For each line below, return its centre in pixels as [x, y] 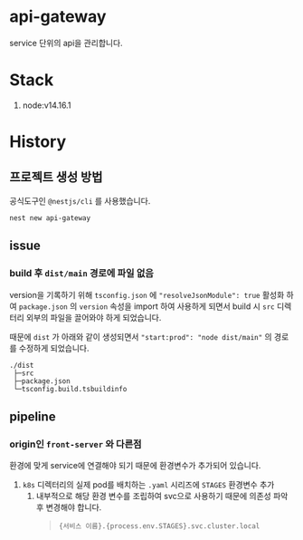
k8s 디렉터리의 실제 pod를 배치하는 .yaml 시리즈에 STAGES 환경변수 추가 [148, 485]
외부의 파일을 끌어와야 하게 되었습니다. [94, 317]
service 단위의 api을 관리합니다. [66, 43]
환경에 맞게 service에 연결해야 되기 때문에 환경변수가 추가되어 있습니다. [135, 466]
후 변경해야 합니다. [69, 507]
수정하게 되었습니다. [54, 348]
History [38, 142]
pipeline [33, 416]
